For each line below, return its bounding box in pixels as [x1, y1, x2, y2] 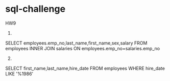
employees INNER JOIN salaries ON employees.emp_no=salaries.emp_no [5, 45, 160, 51]
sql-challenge [5, 3, 65, 15]
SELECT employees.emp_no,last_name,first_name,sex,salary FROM [5, 39, 148, 46]
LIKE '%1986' [5, 70, 34, 77]
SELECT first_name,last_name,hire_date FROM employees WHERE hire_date [5, 65, 165, 71]
